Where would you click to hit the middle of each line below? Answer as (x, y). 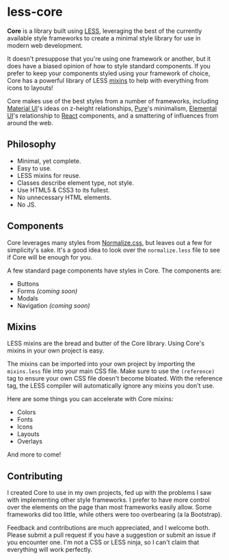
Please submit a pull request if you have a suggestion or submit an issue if (112, 535)
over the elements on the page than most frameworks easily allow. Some (109, 507)
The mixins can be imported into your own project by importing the (101, 364)
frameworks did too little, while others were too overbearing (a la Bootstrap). (114, 515)
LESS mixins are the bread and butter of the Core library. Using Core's (106, 344)
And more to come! (34, 455)
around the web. (30, 123)
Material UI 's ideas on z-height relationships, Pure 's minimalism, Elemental (112, 108)
